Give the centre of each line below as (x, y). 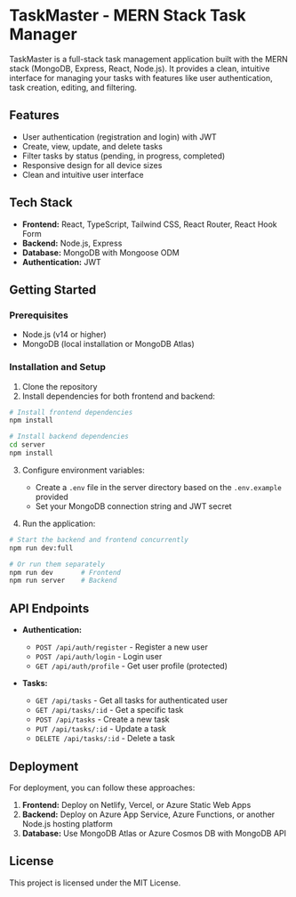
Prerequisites (39, 315)
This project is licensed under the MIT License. (95, 883)
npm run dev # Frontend (65, 572)
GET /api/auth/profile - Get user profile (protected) (132, 666)
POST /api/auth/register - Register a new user (122, 647)
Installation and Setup (58, 368)
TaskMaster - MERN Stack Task (128, 16)
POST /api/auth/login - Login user (99, 657)
